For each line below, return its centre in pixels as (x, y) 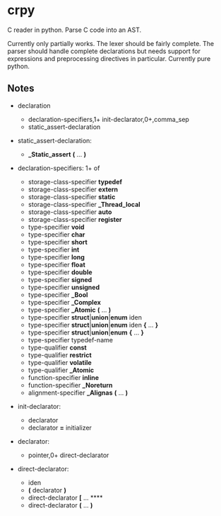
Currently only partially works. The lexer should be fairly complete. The (110, 43)
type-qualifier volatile (60, 362)
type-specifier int (54, 249)
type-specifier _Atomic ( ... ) (70, 310)
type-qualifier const (57, 347)
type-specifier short (58, 242)
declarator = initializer (60, 427)
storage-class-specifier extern (73, 189)
